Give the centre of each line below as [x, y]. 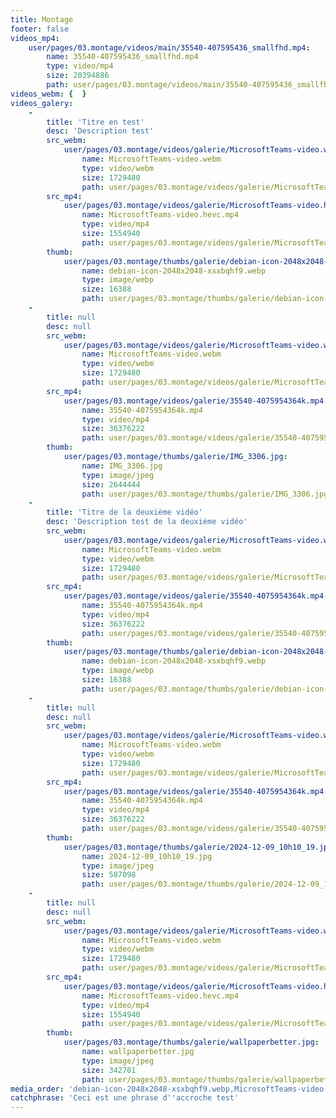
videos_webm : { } [48, 94]
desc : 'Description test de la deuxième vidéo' [147, 522]
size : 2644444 [111, 484]
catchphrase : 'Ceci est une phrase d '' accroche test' [125, 1098]
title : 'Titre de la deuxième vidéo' [124, 512]
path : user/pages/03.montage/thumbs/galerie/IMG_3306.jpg [205, 494]
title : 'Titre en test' [95, 122]
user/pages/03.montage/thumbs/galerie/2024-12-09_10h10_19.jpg [198, 847]
